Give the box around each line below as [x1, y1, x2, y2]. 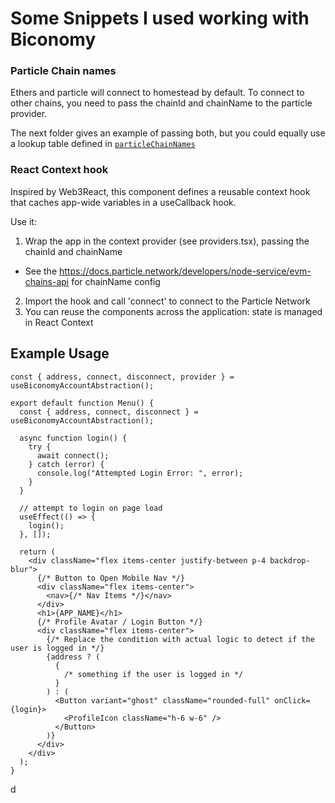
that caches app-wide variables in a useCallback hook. [10, 196, 237, 208]
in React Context [24, 316, 94, 328]
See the [24, 265, 58, 277]
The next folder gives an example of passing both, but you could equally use [10, 127, 326, 139]
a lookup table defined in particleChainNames [10, 138, 196, 150]
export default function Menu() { [10, 398, 155, 408]
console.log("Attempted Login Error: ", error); [36, 468, 244, 478]
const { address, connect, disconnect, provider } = [10, 372, 235, 382]
